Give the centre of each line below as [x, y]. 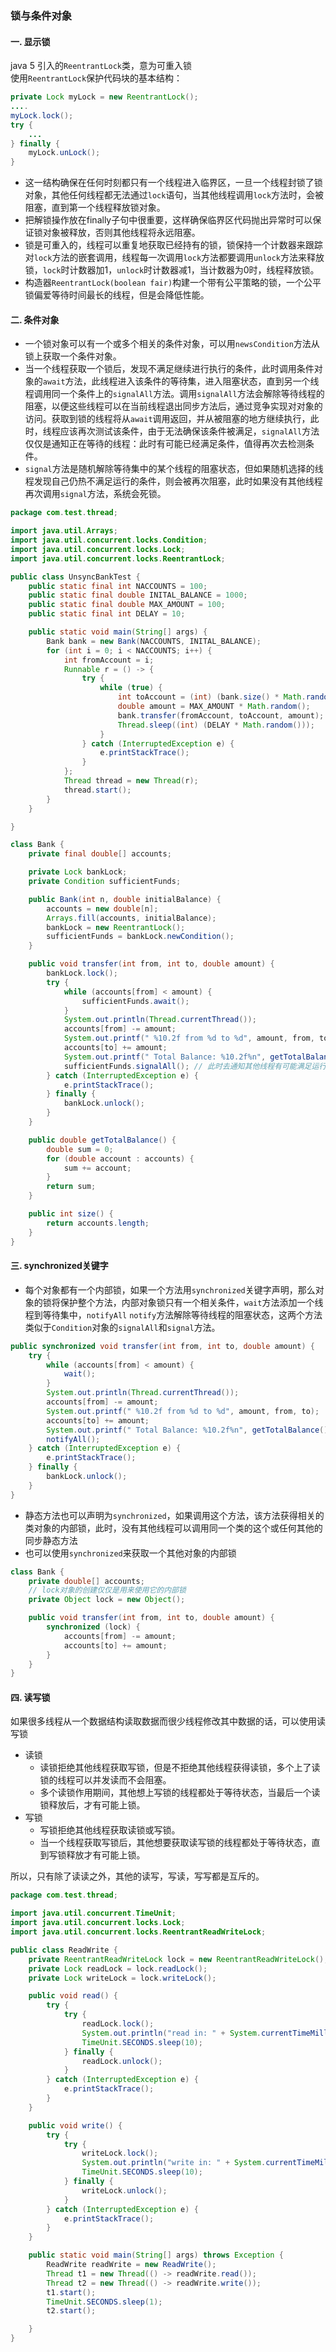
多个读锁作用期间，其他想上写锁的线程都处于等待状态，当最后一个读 [180, 1793]
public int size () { [71, 1214]
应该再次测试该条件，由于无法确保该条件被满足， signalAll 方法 [189, 431]
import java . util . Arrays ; [64, 531]
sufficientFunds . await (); [135, 1001]
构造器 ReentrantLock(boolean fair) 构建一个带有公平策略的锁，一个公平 [173, 283]
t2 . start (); [71, 2311]
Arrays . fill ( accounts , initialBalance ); [131, 918]
